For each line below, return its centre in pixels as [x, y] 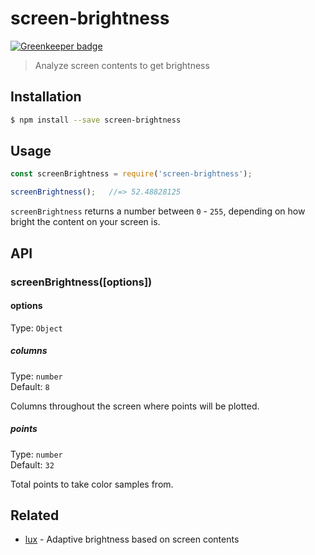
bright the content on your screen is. [85, 222]
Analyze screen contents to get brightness [122, 65]
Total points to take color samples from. [92, 484]
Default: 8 [30, 386]
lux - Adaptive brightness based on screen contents [132, 539]
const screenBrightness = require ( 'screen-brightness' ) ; [131, 174]
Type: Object [36, 328]
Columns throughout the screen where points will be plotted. [135, 406]
